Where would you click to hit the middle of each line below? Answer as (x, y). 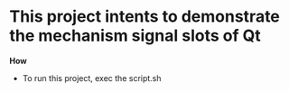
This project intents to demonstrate (144, 17)
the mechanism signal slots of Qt (135, 36)
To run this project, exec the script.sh (92, 78)
